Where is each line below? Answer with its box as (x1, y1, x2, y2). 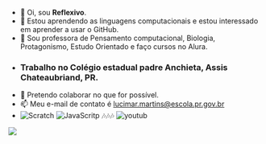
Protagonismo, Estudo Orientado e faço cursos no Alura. (19, 42, 208, 51)
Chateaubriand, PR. (19, 72, 99, 83)
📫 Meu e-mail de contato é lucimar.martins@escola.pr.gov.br (19, 99, 225, 109)
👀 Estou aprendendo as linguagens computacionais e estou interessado (19, 16, 259, 26)
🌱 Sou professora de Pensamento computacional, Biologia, (19, 33, 216, 43)
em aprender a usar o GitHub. (19, 25, 119, 34)
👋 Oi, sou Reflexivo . (19, 8, 87, 17)
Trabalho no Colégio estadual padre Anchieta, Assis (19, 61, 228, 72)
